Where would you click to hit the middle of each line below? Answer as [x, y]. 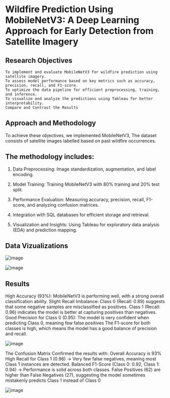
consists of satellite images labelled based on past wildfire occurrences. [81, 141]
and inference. [21, 94]
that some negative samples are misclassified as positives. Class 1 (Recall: [83, 307]
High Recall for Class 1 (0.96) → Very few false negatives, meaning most [81, 359]
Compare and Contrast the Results [42, 108]
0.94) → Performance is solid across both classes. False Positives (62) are [83, 370]
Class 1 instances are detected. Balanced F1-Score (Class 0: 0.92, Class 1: [82, 364]
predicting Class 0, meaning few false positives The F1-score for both [78, 323]
